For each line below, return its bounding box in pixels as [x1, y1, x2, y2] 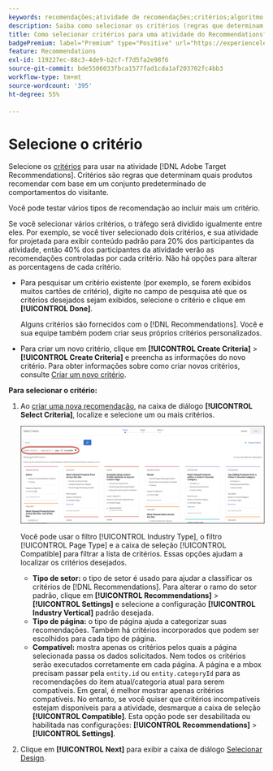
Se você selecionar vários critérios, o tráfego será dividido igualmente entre [8, 219, 262, 229]
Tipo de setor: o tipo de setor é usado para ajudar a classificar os [32, 574, 253, 583]
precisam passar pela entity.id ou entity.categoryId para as [32, 669, 241, 678]
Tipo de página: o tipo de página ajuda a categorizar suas [32, 617, 227, 626]
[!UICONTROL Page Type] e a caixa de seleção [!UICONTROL [19, 540, 227, 550]
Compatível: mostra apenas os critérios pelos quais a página [32, 643, 237, 652]
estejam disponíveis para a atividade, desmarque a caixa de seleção [32, 703, 262, 713]
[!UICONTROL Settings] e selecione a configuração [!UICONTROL [32, 600, 256, 609]
